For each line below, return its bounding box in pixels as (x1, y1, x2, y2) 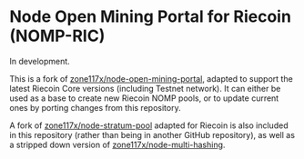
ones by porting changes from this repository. (9, 102, 181, 113)
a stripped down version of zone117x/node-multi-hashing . (9, 139, 226, 150)
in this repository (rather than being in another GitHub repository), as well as (9, 129, 296, 140)
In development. (9, 55, 70, 66)
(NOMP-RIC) (9, 25, 106, 46)
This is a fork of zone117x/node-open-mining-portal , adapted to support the (9, 73, 293, 84)
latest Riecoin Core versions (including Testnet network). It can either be (9, 83, 281, 94)
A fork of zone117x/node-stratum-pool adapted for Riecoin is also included (9, 120, 289, 131)
